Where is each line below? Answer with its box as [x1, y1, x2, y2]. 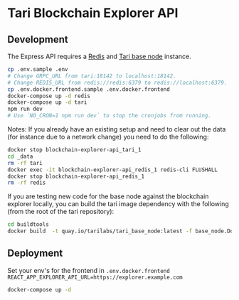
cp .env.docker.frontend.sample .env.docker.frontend [7, 85, 171, 93]
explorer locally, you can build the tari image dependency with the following [7, 200, 229, 208]
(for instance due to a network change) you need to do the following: [7, 133, 209, 141]
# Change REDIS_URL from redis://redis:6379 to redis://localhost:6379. [7, 79, 228, 86]
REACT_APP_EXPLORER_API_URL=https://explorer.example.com [7, 274, 183, 281]
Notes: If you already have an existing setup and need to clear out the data [7, 125, 226, 133]
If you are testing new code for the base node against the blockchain [7, 192, 209, 200]
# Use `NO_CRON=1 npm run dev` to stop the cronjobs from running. [7, 112, 212, 119]
